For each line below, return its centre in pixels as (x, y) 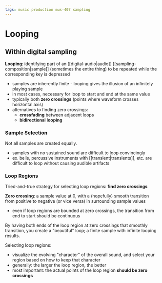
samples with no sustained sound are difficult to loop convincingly (79, 153)
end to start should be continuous (46, 216)
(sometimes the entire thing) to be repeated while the (103, 69)
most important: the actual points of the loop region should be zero (80, 270)
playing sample (27, 89)
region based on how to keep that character (56, 260)
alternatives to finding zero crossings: (50, 109)
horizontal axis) (28, 104)
